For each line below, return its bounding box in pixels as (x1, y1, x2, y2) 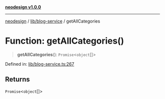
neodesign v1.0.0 (5, 4, 41, 10)
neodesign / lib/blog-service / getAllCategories (5, 18, 101, 24)
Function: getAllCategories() (5, 35, 124, 47)
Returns (5, 75, 30, 84)
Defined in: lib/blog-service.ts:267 (5, 61, 75, 67)
